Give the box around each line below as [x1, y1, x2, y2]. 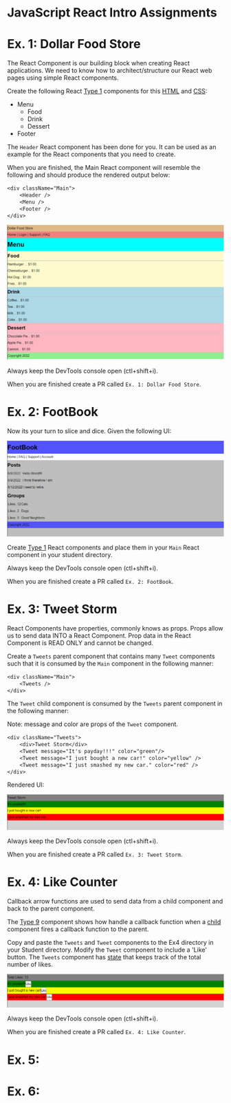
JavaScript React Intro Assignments [7, 5, 218, 21]
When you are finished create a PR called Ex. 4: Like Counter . [7, 1028, 186, 1036]
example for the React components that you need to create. [7, 150, 176, 159]
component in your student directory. [7, 551, 113, 559]
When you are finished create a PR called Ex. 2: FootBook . [7, 578, 174, 586]
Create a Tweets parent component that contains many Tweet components [7, 652, 215, 660]
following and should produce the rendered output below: [7, 171, 170, 179]
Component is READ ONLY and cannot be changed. [7, 638, 153, 647]
